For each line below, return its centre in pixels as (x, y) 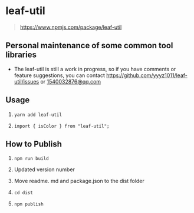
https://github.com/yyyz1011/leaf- (147, 75)
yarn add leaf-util (38, 115)
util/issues (27, 81)
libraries (21, 55)
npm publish (29, 204)
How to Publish (34, 144)
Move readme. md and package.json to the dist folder (79, 181)
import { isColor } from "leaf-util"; (62, 126)
